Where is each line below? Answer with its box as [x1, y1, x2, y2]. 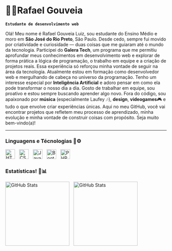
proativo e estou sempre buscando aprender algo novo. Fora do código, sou [5, 90, 166, 96]
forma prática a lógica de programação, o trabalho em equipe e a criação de [5, 57, 166, 64]
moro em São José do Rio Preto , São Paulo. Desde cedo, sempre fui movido [5, 36, 166, 42]
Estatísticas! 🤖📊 [5, 168, 47, 175]
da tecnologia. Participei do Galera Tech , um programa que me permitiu [5, 47, 157, 53]
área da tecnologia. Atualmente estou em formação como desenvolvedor [5, 69, 159, 75]
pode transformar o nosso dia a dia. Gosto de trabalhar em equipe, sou [5, 85, 155, 91]
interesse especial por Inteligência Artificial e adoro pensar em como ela [5, 79, 160, 86]
